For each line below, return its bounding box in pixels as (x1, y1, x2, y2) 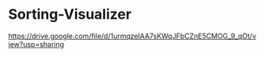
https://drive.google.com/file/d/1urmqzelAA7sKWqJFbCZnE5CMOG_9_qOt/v (8, 31, 257, 41)
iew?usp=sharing (8, 39, 65, 48)
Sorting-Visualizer (8, 5, 132, 23)
